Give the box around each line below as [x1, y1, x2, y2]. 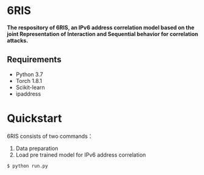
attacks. [7, 37, 29, 44]
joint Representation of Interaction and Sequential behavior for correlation [7, 30, 199, 37]
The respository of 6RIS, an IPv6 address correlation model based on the [7, 24, 195, 31]
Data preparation [15, 145, 58, 152]
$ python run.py [7, 163, 48, 169]
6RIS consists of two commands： [7, 132, 93, 140]
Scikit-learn [15, 84, 45, 91]
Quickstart [7, 111, 63, 125]
